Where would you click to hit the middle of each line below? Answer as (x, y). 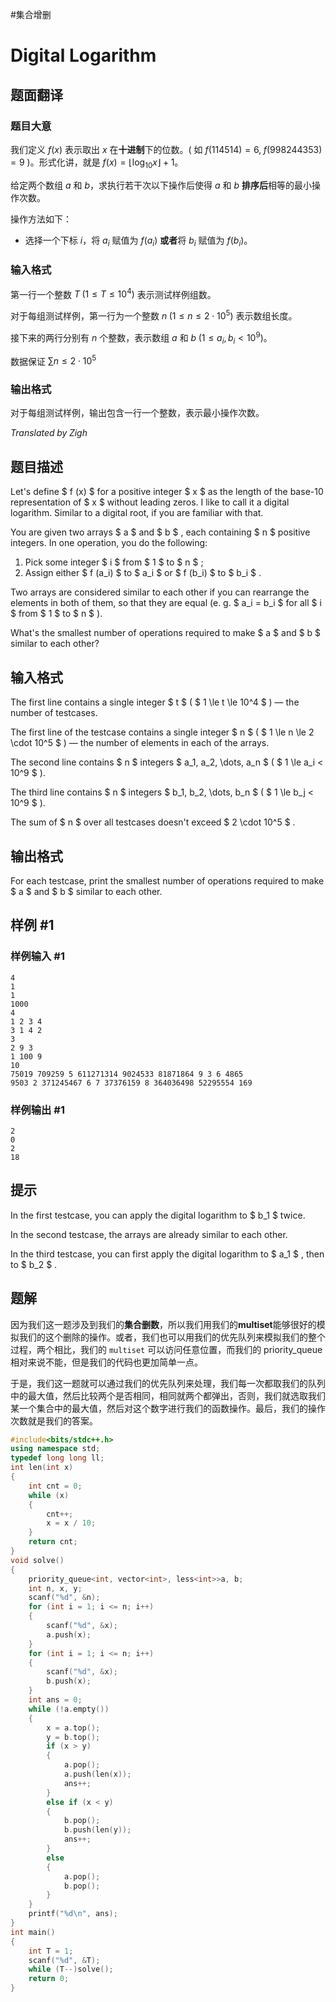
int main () (33, 1932)
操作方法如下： (41, 219)
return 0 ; (49, 1979)
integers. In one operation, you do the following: (109, 543)
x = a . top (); (73, 1728)
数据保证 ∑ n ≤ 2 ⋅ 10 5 (53, 360)
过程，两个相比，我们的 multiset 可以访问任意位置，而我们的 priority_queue (166, 1349)
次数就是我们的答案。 (54, 1420)
